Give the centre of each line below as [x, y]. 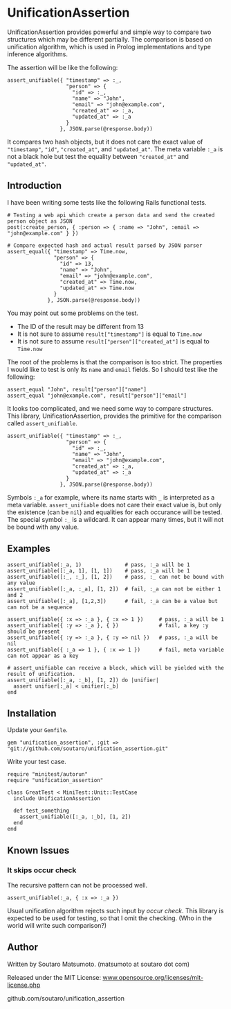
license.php [24, 985]
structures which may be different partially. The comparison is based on [110, 39]
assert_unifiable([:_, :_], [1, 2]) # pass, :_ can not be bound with [116, 577]
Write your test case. [37, 762]
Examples [29, 549]
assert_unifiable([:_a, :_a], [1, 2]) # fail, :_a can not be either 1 [114, 589]
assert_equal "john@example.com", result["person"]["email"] [97, 396]
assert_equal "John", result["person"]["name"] [77, 389]
